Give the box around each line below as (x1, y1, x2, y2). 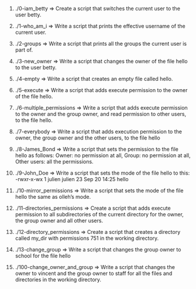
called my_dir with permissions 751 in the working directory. (15, 234, 159, 242)
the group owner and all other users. (15, 217, 104, 224)
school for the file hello (15, 252, 71, 259)
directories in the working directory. (15, 276, 102, 283)
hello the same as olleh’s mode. (15, 193, 91, 200)
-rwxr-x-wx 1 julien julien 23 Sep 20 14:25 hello (15, 176, 129, 182)
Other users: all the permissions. (15, 158, 94, 165)
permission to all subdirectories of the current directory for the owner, (15, 211, 184, 217)
